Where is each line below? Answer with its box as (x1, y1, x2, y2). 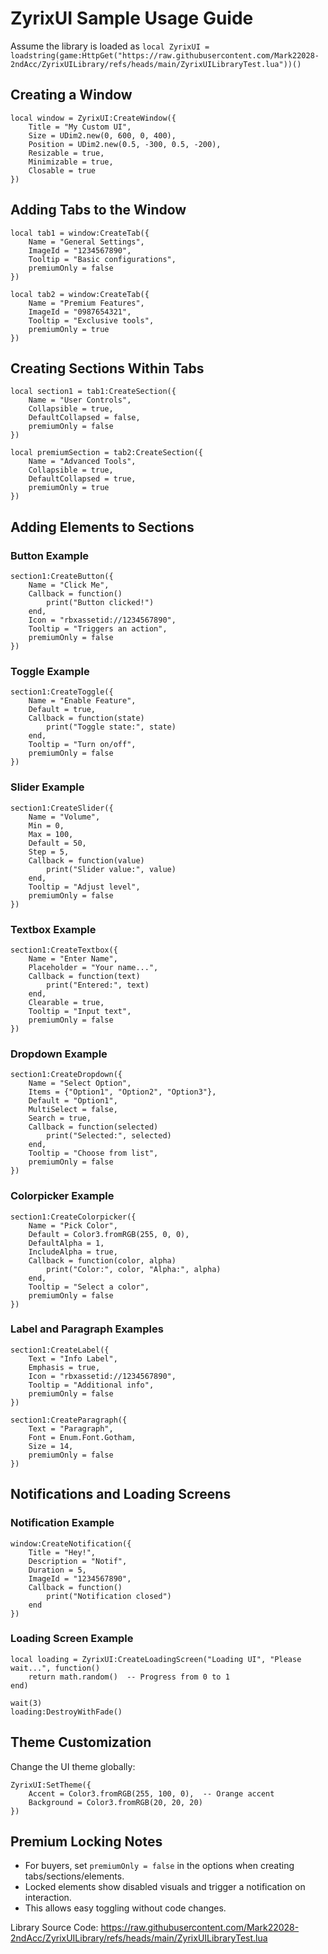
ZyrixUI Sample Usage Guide (10, 7, 254, 30)
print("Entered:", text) (46, 980, 150, 990)
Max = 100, (28, 829, 74, 839)
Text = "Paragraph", (28, 1423, 114, 1434)
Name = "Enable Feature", (28, 696, 137, 706)
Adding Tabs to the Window (10, 202, 187, 219)
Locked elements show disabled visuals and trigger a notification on (24, 1881, 306, 1893)
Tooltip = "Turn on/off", (28, 740, 137, 750)
